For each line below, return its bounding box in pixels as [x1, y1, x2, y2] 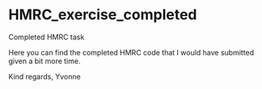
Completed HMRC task [8, 32, 85, 42]
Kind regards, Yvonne [8, 71, 81, 81]
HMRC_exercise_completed [8, 6, 197, 24]
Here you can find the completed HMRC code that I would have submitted [8, 47, 255, 57]
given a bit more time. [8, 56, 81, 66]
